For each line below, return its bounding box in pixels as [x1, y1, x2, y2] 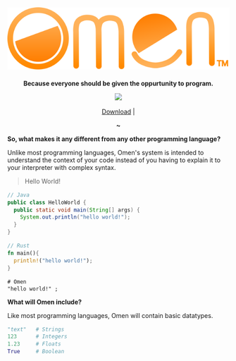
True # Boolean [7, 348, 65, 355]
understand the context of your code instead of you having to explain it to [7, 156, 221, 164]
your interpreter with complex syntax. [7, 163, 116, 171]
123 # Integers [7, 333, 68, 341]
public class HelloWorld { [7, 199, 87, 206]
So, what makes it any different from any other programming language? [7, 135, 221, 143]
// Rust [7, 243, 30, 250]
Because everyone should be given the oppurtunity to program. [23, 79, 213, 87]
